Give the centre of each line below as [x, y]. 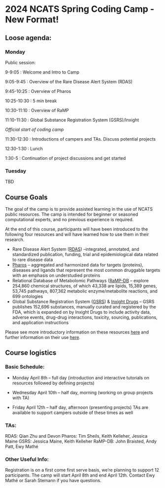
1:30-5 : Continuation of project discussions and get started [66, 158]
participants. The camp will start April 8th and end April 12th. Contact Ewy [80, 475]
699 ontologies [28, 296]
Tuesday [16, 171]
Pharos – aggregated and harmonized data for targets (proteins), [78, 264]
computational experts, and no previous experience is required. [69, 219]
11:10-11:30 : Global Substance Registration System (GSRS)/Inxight [72, 120]
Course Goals [26, 197]
